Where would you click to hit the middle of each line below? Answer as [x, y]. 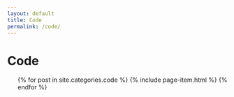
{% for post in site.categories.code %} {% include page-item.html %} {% [122, 80]
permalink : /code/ [34, 26]
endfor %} [32, 87]
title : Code [24, 20]
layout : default [31, 14]
